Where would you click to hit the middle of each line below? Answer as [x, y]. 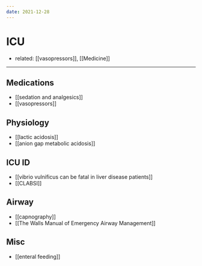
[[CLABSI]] [28, 183]
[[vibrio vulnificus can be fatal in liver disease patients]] [84, 177]
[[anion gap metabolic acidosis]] [55, 144]
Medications [30, 83]
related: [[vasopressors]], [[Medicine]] [62, 58]
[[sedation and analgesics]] [49, 97]
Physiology [28, 122]
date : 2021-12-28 [28, 12]
